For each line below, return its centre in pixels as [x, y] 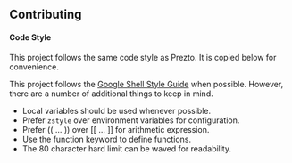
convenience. [34, 67]
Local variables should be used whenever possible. [117, 110]
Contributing [46, 15]
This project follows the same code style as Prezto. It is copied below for [143, 57]
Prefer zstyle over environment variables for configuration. [131, 120]
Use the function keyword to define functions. [107, 139]
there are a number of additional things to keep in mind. [111, 94]
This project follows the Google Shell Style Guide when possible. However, [146, 84]
